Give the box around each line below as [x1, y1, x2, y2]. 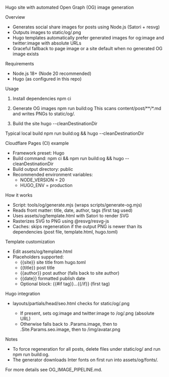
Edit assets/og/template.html [12, 248, 73, 254]
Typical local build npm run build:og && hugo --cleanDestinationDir [5, 130, 144, 136]
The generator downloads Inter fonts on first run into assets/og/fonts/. [12, 357, 158, 363]
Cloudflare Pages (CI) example [5, 140, 69, 146]
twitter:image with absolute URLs [12, 40, 82, 46]
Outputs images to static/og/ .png [12, 29, 82, 35]
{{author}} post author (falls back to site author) [20, 270, 120, 276]
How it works [5, 192, 33, 198]
